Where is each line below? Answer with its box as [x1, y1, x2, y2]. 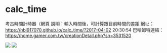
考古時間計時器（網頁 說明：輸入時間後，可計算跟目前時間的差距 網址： [5, 20, 154, 26]
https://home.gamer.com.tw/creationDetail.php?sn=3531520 [5, 32, 132, 38]
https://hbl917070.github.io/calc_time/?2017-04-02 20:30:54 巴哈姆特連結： [5, 26, 164, 33]
